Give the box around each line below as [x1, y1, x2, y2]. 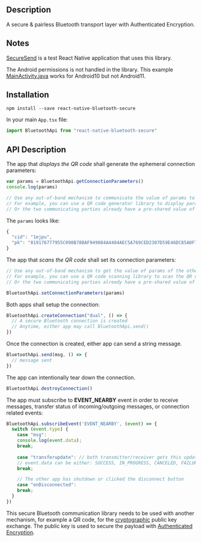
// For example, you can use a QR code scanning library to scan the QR [6, 273, 192, 279]
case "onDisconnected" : [17, 482, 77, 488]
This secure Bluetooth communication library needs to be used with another [6, 510, 194, 517]
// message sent [11, 357, 52, 363]
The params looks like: [6, 217, 60, 224]
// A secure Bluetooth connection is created [11, 318, 128, 324]
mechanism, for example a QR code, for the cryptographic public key [6, 516, 177, 523]
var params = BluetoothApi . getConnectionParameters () [6, 179, 144, 185]
